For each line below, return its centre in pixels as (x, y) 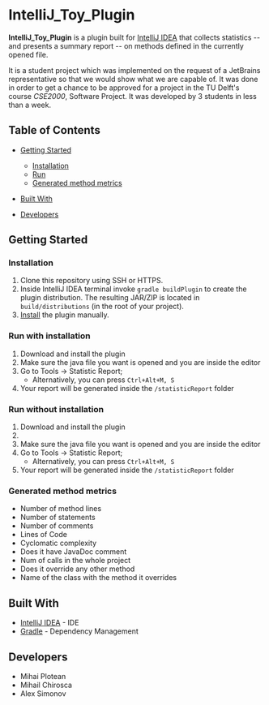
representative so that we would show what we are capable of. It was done (133, 79)
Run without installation (56, 409)
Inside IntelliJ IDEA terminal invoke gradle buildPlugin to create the (133, 289)
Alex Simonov (43, 693)
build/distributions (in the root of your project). (102, 307)
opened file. (28, 54)
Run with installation (49, 336)
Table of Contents (55, 130)
